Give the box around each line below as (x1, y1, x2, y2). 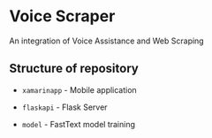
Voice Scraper (9, 6, 116, 27)
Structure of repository (9, 61, 139, 76)
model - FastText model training (21, 119, 135, 129)
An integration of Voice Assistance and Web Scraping (9, 35, 205, 46)
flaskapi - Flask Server (21, 102, 108, 112)
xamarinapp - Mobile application (21, 84, 137, 95)
